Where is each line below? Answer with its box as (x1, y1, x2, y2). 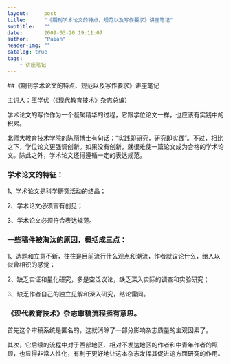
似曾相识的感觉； (7, 261, 56, 269)
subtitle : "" (7, 23, 51, 30)
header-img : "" (7, 42, 51, 49)
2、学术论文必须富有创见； (7, 201, 84, 210)
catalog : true (7, 49, 48, 56)
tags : (7, 55, 23, 62)
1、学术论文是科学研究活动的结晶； (7, 187, 107, 195)
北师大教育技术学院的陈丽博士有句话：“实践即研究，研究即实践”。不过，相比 (7, 134, 223, 142)
